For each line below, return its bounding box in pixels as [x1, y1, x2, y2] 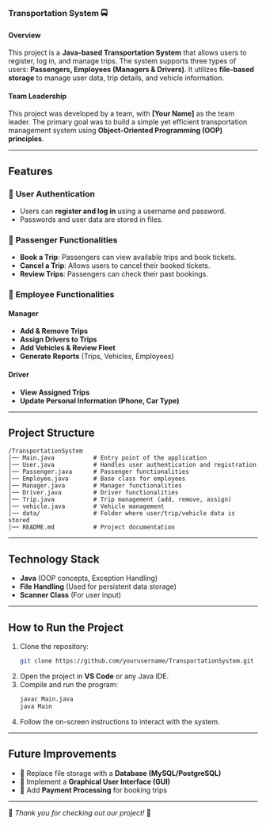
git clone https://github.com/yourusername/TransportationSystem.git [19, 657, 255, 665]
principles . [8, 134, 44, 143]
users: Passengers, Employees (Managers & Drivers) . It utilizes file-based [8, 65, 255, 74]
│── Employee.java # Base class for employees [8, 475, 186, 483]
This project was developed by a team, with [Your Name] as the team [8, 109, 235, 118]
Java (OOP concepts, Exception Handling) [19, 574, 158, 583]
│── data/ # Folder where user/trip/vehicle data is [8, 510, 236, 518]
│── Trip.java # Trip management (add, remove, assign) [8, 495, 232, 504]
